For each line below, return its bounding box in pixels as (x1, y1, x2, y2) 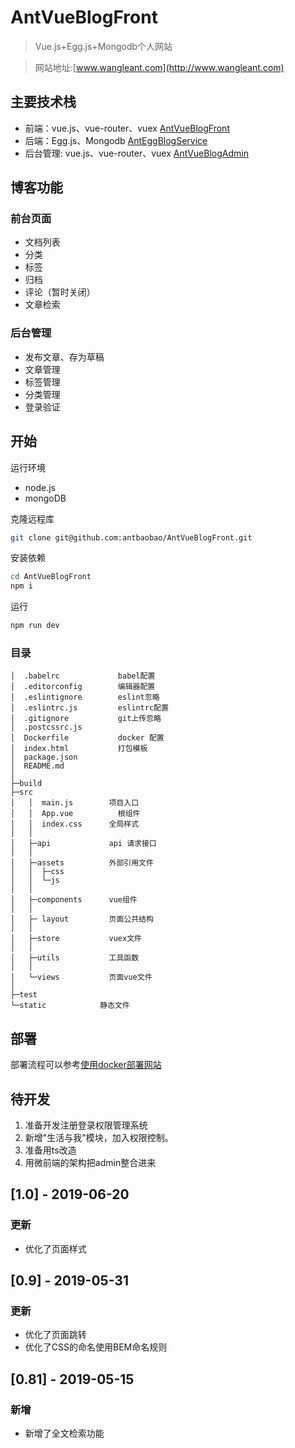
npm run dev (10, 621, 60, 631)
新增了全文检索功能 (24, 1427, 105, 1440)
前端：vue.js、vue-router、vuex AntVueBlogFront (24, 122, 230, 134)
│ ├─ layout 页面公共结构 (10, 914, 154, 925)
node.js (24, 481, 57, 493)
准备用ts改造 (24, 1144, 77, 1156)
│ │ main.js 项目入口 (10, 798, 140, 808)
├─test (10, 990, 38, 1000)
